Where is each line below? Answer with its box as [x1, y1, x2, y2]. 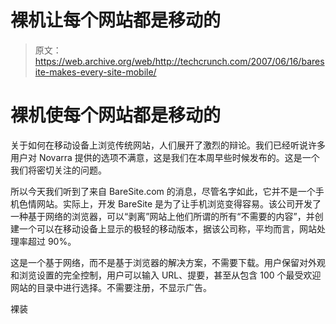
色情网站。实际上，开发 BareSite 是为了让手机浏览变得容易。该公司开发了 [18, 197, 322, 210]
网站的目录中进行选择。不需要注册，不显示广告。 [10, 281, 212, 293]
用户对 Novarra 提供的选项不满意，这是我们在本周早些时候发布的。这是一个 [10, 151, 320, 163]
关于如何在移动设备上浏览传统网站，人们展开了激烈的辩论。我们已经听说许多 [10, 139, 326, 151]
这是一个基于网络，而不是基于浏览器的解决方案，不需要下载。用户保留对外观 [10, 256, 326, 268]
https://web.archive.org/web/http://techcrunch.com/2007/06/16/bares [34, 55, 325, 67]
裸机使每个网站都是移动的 [10, 104, 222, 127]
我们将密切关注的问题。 [10, 164, 107, 176]
